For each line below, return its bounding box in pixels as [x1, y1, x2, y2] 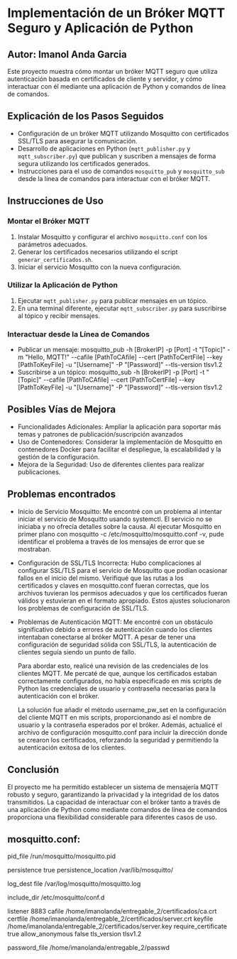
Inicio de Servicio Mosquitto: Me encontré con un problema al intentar [17, 507, 222, 515]
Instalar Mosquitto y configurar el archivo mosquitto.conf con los [17, 232, 208, 241]
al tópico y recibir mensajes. [17, 311, 101, 320]
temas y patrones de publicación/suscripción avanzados [17, 429, 183, 438]
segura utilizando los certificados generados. [17, 159, 150, 168]
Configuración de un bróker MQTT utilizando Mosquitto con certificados [17, 129, 229, 138]
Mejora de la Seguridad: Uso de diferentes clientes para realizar [17, 460, 204, 468]
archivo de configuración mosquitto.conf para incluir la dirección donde [17, 728, 228, 736]
